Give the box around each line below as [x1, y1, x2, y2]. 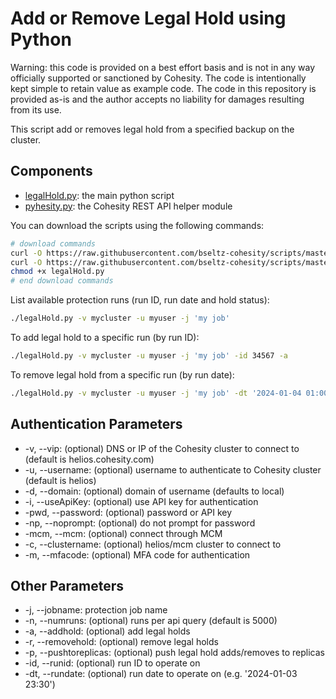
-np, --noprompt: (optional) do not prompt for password [24, 517, 256, 529]
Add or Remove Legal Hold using [10, 7, 287, 30]
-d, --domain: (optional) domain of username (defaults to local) [24, 485, 285, 497]
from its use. [10, 103, 62, 116]
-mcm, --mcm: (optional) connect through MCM [24, 527, 223, 539]
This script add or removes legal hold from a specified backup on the [10, 123, 295, 135]
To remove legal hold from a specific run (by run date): [10, 368, 235, 381]
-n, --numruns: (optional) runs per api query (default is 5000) [24, 615, 278, 627]
